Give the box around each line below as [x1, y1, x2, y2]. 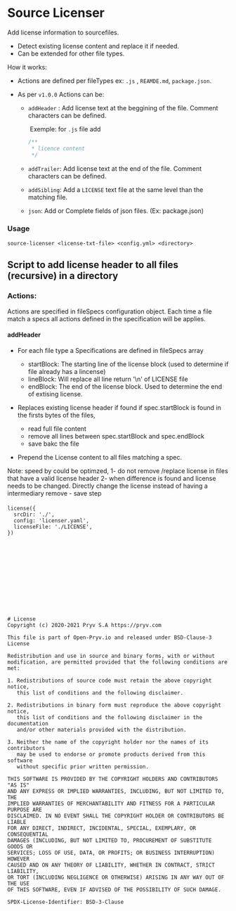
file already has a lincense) [27, 367, 106, 375]
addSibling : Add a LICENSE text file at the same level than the [27, 185, 204, 194]
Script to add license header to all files [7, 259, 179, 271]
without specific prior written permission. [16, 763, 150, 770]
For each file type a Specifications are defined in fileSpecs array [17, 346, 204, 354]
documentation [7, 721, 49, 728]
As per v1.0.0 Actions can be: [17, 90, 105, 98]
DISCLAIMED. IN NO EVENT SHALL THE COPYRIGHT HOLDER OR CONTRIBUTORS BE [7, 813, 225, 820]
